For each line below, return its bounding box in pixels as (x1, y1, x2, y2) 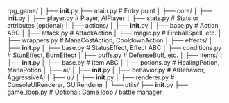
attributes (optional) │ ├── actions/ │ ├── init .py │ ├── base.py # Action (7, 22, 219, 29)
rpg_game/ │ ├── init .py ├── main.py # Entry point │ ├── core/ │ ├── (7, 7, 213, 15)
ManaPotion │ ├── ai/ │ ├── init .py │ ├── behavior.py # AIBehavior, (7, 66, 205, 74)
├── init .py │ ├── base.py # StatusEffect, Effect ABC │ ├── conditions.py (7, 44, 222, 51)
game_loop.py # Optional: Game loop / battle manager (7, 88, 162, 96)
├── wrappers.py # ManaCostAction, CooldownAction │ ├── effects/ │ (7, 36, 213, 45)
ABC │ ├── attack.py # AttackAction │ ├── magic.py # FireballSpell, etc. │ (7, 29, 222, 37)
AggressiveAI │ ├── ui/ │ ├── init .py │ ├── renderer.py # (7, 73, 175, 81)
